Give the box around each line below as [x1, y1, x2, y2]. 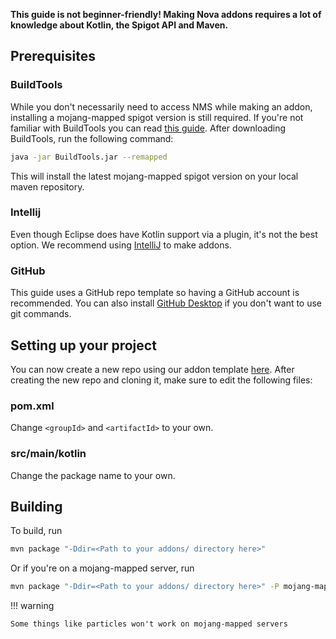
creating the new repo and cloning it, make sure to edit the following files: [10, 374, 313, 386]
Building [10, 498, 63, 515]
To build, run [10, 525, 63, 537]
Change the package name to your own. [10, 469, 176, 481]
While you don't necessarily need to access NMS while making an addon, [10, 100, 313, 113]
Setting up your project [10, 337, 157, 354]
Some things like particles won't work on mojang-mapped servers [10, 619, 288, 629]
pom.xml [10, 399, 55, 413]
